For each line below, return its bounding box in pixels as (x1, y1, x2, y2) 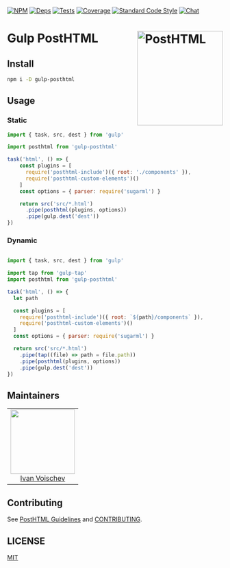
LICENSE (7, 535, 46, 547)
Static (7, 115, 27, 125)
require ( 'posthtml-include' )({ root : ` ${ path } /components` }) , (19, 313, 204, 321)
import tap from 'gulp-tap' (7, 270, 88, 277)
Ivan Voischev (20, 474, 66, 484)
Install (7, 58, 34, 69)
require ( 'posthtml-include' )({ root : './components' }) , (25, 169, 192, 176)
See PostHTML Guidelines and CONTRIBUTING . (7, 515, 142, 523)
